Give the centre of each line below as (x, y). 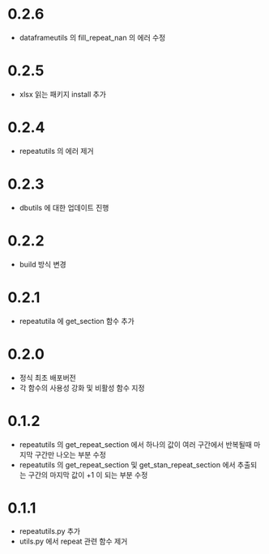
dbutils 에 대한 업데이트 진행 (64, 207)
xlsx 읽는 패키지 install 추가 (63, 94)
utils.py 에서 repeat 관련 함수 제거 (73, 541)
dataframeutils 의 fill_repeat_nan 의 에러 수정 (92, 37)
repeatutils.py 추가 (50, 531)
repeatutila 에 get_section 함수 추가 (77, 321)
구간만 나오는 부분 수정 (70, 454)
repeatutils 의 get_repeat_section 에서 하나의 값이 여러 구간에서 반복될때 (135, 444)
